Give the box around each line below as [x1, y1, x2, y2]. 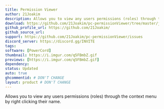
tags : [5, 44, 16, 48]
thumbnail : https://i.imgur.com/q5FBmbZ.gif [5, 52, 97, 58]
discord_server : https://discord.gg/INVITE [5, 39, 95, 44]
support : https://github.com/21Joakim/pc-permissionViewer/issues [5, 35, 143, 40]
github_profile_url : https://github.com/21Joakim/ [5, 25, 110, 30]
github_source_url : [5, 30, 45, 35]
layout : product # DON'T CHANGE [5, 80, 71, 85]
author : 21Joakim [5, 12, 41, 17]
